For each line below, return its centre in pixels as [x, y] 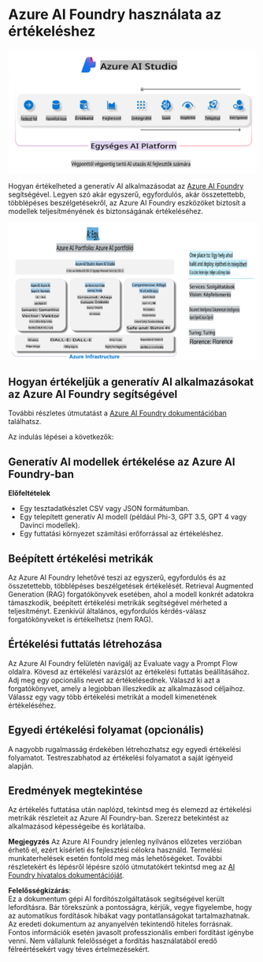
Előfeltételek [30, 493]
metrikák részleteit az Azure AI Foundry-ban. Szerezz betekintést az [119, 818]
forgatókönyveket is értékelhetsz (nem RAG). [81, 619]
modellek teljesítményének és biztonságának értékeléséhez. [106, 211]
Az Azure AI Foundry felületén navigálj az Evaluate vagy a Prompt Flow [123, 663]
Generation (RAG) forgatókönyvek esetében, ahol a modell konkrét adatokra [131, 594]
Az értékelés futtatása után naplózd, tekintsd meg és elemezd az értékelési [130, 810]
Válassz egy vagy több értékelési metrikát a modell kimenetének [113, 697]
